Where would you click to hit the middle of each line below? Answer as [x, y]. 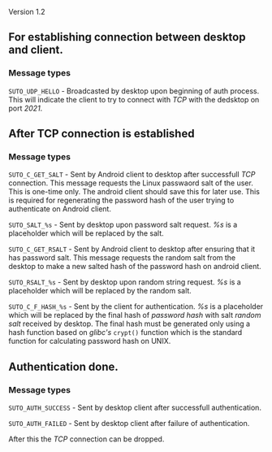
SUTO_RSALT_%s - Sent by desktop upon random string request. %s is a [125, 282]
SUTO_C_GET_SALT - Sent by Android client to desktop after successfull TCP [132, 175]
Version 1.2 [27, 12]
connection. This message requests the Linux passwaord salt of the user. [131, 183]
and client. [36, 50]
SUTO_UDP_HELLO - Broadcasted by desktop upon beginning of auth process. [134, 91]
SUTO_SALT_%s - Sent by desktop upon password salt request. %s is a [123, 225]
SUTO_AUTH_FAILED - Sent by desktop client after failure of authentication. [129, 424]
